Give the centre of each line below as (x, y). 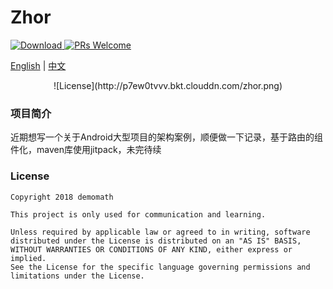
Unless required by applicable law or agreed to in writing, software (160, 232)
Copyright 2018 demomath (62, 197)
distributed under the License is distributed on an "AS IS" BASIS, (156, 241)
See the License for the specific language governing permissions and (160, 267)
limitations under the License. (77, 276)
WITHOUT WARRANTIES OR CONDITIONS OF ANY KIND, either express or (151, 249)
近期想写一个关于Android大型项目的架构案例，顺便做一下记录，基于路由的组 (166, 137)
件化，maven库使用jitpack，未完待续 (86, 150)
